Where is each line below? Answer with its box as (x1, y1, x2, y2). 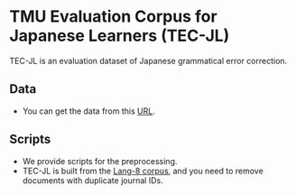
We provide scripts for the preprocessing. (22, 155, 178, 166)
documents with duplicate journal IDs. (22, 174, 164, 186)
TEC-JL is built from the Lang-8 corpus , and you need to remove (22, 165, 264, 176)
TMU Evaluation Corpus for (9, 6, 218, 27)
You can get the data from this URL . (22, 106, 155, 116)
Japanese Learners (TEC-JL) (9, 25, 230, 46)
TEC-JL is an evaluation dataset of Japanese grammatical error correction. (9, 55, 288, 66)
